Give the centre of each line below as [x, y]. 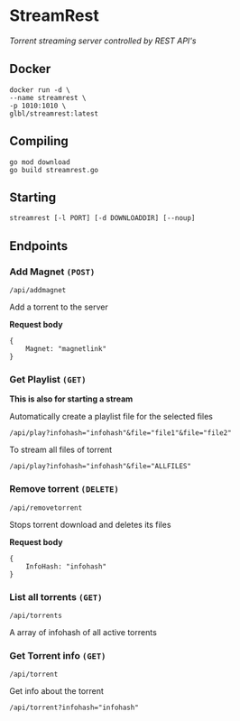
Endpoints [39, 246]
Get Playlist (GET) [48, 379]
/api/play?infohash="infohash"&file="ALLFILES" [101, 467]
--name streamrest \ [48, 97]
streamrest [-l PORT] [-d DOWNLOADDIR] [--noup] [102, 218]
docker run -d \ [40, 90]
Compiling [39, 141]
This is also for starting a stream [71, 399]
